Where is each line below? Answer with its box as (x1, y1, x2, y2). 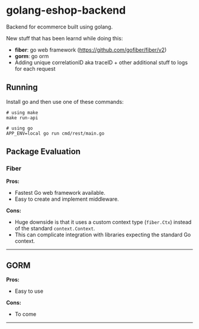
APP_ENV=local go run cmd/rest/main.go (6, 130, 105, 137)
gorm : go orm (14, 52, 49, 59)
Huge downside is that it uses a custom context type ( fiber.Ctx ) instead (14, 219, 192, 226)
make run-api (6, 115, 38, 121)
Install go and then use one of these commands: (6, 98, 124, 105)
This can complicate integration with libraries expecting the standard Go (14, 231, 191, 238)
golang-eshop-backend (6, 4, 126, 17)
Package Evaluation (6, 147, 81, 157)
